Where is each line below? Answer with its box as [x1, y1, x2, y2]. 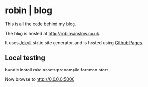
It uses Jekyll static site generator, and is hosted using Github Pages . [5, 39, 144, 46]
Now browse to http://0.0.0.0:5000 [5, 76, 74, 82]
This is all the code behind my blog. [5, 21, 76, 27]
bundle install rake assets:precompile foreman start [5, 67, 108, 72]
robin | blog [5, 5, 53, 16]
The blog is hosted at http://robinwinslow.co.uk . [5, 30, 101, 36]
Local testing [5, 54, 45, 62]
